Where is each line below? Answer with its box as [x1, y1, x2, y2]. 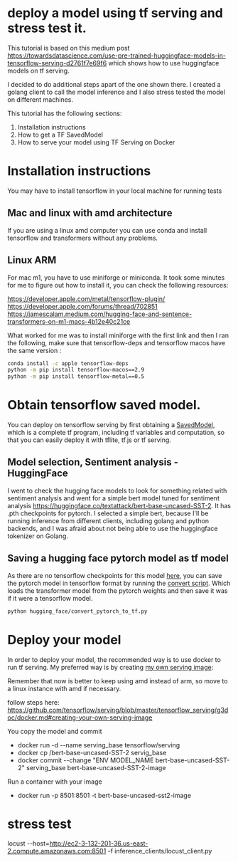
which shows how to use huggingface [108, 58, 220, 67]
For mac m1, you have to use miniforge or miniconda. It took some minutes [7, 273, 225, 282]
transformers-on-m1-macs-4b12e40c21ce [7, 317, 131, 325]
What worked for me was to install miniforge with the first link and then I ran [7, 331, 229, 340]
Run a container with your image [7, 777, 102, 786]
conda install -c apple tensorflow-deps [7, 359, 129, 367]
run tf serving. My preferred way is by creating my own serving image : [7, 663, 214, 671]
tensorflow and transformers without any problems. [7, 233, 158, 242]
